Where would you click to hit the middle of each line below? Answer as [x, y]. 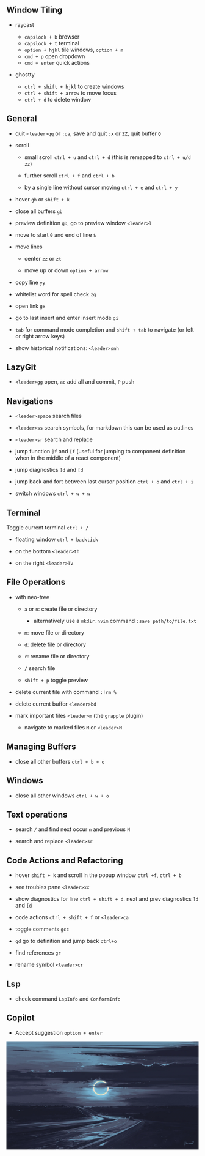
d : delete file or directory [55, 644]
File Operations [36, 582]
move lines [29, 247]
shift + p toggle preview [56, 680]
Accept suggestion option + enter [59, 1032]
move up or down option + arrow [66, 270]
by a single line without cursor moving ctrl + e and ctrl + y [101, 187]
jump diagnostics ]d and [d [49, 470]
